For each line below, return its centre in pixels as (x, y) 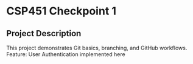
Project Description (44, 34)
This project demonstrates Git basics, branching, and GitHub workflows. (97, 48)
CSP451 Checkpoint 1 (61, 11)
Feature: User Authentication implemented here (66, 54)
